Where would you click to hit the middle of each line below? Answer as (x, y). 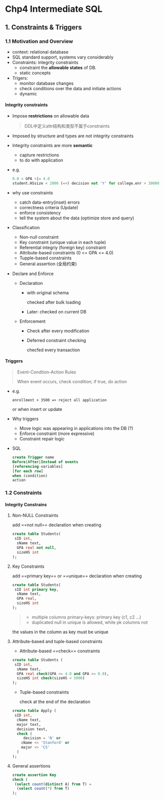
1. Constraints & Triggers (44, 27)
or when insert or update (37, 409)
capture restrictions (39, 155)
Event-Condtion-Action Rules (47, 372)
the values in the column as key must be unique (60, 632)
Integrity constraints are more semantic (52, 146)
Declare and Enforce (33, 274)
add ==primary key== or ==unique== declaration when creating (77, 576)
